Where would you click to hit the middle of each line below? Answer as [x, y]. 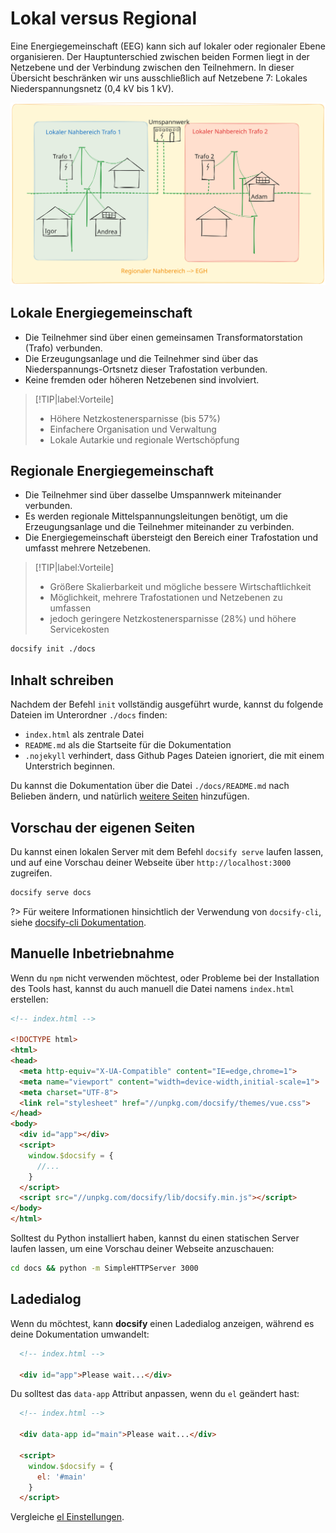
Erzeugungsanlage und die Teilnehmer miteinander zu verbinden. [159, 527]
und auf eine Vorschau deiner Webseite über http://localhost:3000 [151, 862]
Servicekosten [79, 629]
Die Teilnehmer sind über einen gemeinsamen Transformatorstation [163, 337]
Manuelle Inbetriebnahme [92, 953]
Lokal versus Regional [103, 18]
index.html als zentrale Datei [84, 734]
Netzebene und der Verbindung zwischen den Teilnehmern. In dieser [152, 67]
